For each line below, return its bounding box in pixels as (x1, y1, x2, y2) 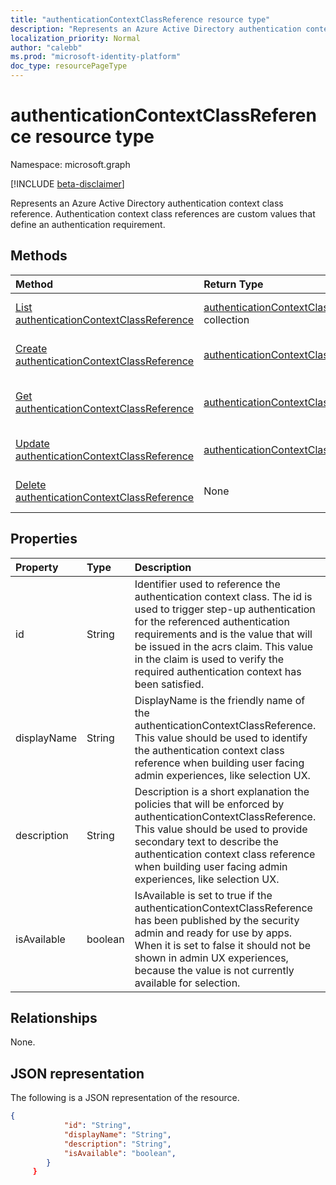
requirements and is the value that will (134, 627, 313, 641)
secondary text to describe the (134, 834, 279, 848)
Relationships (10, 1009, 98, 1026)
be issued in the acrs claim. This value (134, 639, 314, 653)
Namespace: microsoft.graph (10, 158, 131, 170)
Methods (10, 247, 68, 265)
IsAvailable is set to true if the (134, 888, 273, 902)
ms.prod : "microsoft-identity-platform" (10, 52, 182, 62)
